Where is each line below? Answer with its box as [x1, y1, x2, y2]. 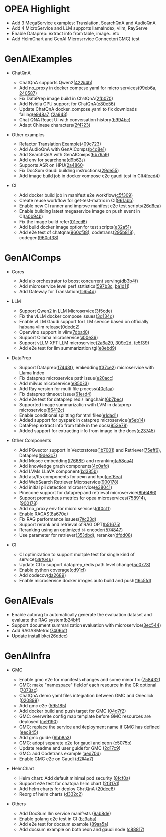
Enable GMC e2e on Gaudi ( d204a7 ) [19, 756, 94, 762]
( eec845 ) [19, 729, 38, 735]
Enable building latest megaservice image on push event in [19, 208, 140, 214]
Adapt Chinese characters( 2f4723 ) [19, 122, 91, 128]
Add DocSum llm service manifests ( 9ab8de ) [19, 810, 111, 816]
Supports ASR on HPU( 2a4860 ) [19, 162, 84, 168]
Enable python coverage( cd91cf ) [19, 567, 86, 573]
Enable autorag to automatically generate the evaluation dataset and [11, 611, 152, 617]
